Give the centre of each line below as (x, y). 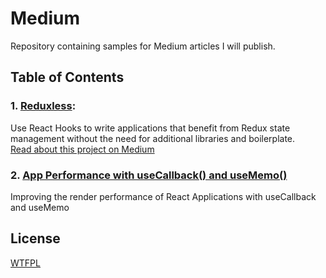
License (35, 238)
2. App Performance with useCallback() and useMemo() (149, 175)
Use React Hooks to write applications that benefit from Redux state (150, 128)
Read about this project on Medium (82, 149)
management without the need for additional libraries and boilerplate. (153, 138)
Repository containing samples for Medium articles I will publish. (143, 46)
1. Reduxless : (43, 106)
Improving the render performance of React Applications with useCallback (163, 196)
